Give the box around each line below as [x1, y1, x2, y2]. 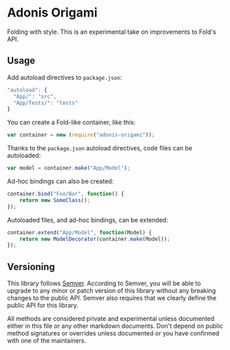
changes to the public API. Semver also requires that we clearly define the [7, 294, 217, 302]
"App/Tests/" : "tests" [13, 99, 78, 106]
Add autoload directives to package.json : [7, 73, 122, 81]
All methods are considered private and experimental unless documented [7, 315, 215, 323]
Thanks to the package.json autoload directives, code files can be [7, 144, 193, 152]
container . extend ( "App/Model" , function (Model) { [7, 229, 152, 236]
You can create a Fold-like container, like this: [7, 119, 136, 127]
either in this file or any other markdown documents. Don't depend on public [7, 322, 223, 330]
